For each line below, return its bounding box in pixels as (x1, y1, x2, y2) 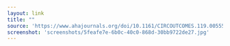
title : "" (7, 16, 36, 23)
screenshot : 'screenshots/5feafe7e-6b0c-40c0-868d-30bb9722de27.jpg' (7, 28, 210, 36)
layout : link (7, 9, 44, 17)
